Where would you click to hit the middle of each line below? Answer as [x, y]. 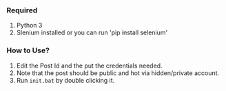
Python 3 [29, 26]
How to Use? [28, 50]
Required [22, 10]
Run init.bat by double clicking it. [65, 80]
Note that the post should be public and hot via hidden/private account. [118, 73]
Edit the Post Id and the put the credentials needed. [89, 65]
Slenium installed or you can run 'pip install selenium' [92, 32]
